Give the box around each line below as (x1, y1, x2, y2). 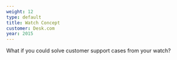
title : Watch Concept (6, 20, 61, 26)
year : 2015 (6, 31, 34, 37)
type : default (6, 14, 42, 20)
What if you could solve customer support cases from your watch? (6, 47, 171, 54)
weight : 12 (6, 8, 34, 15)
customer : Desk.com (6, 25, 55, 31)
